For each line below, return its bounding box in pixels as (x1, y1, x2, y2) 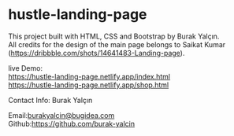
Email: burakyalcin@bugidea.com (8, 110, 115, 119)
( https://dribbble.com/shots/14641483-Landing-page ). (8, 48, 185, 57)
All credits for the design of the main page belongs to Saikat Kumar (8, 39, 226, 49)
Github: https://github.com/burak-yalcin (8, 119, 136, 128)
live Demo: (8, 63, 43, 72)
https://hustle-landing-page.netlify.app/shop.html (8, 80, 169, 90)
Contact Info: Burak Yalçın (8, 95, 93, 105)
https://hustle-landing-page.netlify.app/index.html (8, 72, 171, 81)
